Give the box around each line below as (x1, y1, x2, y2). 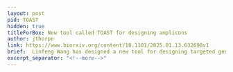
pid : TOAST (7, 16, 39, 23)
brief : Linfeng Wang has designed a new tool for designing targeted (7, 49, 216, 56)
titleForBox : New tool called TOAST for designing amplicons (7, 29, 188, 36)
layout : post (7, 10, 45, 17)
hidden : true (7, 23, 45, 29)
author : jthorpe (7, 36, 54, 43)
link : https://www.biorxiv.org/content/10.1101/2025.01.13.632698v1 (7, 42, 209, 49)
